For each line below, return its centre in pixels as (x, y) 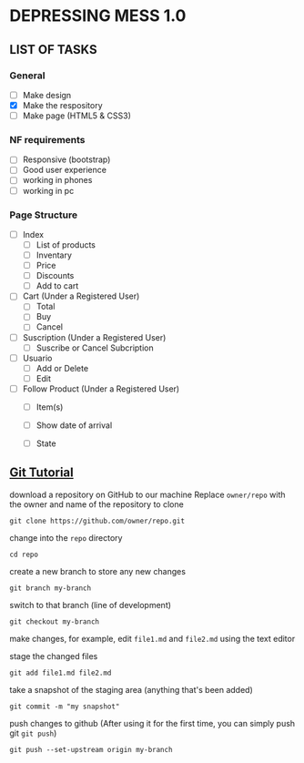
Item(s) (50, 407)
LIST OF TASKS (53, 50)
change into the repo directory (66, 537)
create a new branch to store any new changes (98, 571)
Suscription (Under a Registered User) (94, 337)
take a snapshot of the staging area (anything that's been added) (131, 689)
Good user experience (65, 170)
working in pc (48, 190)
